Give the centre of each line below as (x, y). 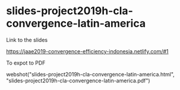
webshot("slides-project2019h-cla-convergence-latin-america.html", (91, 74)
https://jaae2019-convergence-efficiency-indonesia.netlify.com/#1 (87, 51)
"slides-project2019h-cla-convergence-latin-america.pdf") (78, 81)
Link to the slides (27, 40)
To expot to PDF (26, 63)
